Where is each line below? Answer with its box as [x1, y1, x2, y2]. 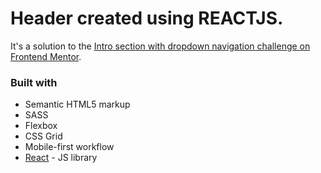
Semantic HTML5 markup [24, 98, 131, 111]
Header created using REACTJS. [10, 7, 284, 30]
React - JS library [24, 152, 98, 164]
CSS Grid [24, 130, 63, 142]
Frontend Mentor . [10, 50, 82, 62]
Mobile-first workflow [24, 141, 115, 153]
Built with [10, 75, 58, 89]
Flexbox [24, 120, 58, 132]
